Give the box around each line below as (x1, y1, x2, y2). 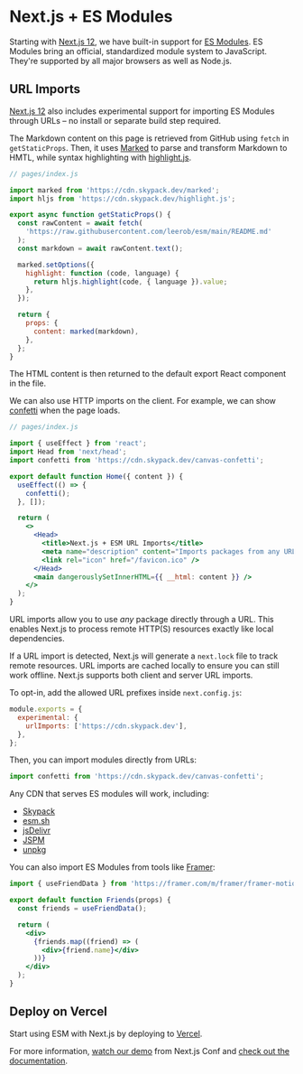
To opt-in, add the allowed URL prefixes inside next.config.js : (9, 687, 243, 697)
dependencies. (9, 633, 65, 643)
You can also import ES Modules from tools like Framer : (9, 862, 216, 873)
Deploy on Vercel (9, 1004, 108, 1020)
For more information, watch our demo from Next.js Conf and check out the (9, 1045, 290, 1056)
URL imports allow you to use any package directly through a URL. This (9, 614, 274, 624)
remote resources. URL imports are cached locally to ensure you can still (9, 660, 280, 670)
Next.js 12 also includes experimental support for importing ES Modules (9, 106, 275, 117)
